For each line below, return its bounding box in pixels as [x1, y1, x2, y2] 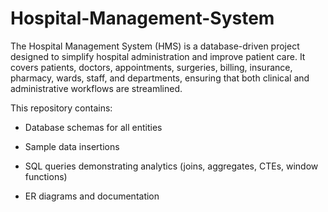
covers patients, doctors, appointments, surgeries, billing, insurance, [10, 61, 293, 73]
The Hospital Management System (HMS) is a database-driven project [10, 40, 300, 52]
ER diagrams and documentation [24, 190, 160, 202]
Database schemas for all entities [24, 121, 163, 133]
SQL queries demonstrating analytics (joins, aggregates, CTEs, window [24, 160, 319, 172]
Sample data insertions [24, 140, 120, 152]
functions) [24, 170, 68, 182]
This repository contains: [10, 102, 113, 114]
